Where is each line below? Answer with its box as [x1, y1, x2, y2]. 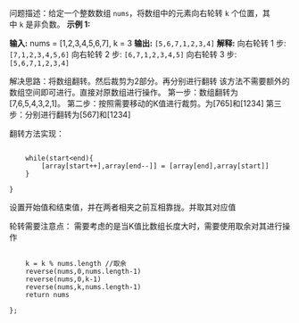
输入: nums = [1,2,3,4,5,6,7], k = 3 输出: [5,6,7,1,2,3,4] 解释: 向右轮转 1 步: [9, 38, 287, 48]
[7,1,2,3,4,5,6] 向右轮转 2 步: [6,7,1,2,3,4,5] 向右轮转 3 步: [9, 49, 237, 60]
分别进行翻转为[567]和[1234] [24, 110, 131, 120]
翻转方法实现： [9, 128, 64, 138]
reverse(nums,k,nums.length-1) [25, 283, 142, 292]
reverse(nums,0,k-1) [25, 275, 102, 284]
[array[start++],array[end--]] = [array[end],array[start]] [41, 161, 270, 170]
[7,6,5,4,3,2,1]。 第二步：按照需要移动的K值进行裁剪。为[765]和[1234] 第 [9, 98, 275, 109]
